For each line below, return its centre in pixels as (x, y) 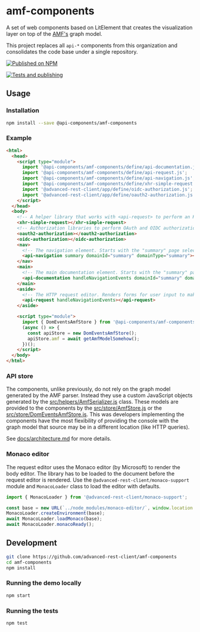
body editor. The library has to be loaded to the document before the (90, 473)
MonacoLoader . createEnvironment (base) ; (56, 513)
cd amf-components (29, 562)
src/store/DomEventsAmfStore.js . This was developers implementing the (95, 414)
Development (32, 543)
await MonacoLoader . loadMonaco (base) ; (54, 519)
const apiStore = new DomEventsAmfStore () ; (82, 333)
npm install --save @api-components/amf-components (71, 123)
